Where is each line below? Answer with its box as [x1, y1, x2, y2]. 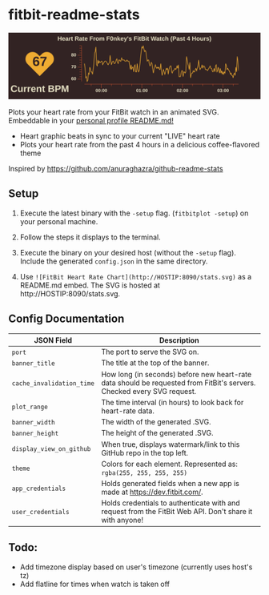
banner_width [11, 419, 55, 427]
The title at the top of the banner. [101, 358, 210, 368]
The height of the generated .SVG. [101, 428, 214, 438]
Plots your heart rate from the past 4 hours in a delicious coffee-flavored [19, 139, 260, 149]
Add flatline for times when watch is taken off [19, 579, 171, 589]
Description [159, 335, 199, 345]
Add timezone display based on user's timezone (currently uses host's [19, 562, 253, 572]
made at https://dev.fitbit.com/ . [101, 487, 203, 497]
